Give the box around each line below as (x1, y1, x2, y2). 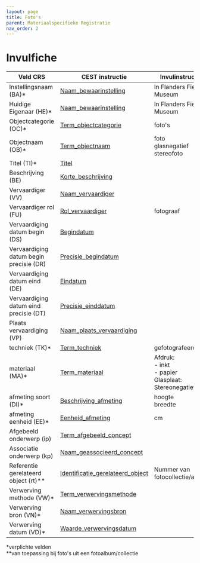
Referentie (9, 461, 39, 470)
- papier (154, 368, 178, 377)
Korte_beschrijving (60, 173, 113, 181)
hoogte (154, 393, 174, 401)
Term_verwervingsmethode (60, 490, 137, 498)
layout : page (6, 8, 39, 15)
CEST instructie (81, 73, 127, 81)
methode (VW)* (9, 494, 55, 502)
